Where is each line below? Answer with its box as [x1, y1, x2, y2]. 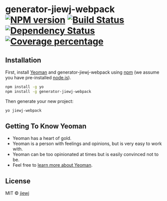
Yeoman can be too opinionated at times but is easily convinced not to [12, 152, 159, 158]
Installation [5, 56, 41, 64]
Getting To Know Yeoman [5, 122, 87, 131]
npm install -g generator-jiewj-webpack [5, 89, 92, 94]
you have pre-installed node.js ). [5, 75, 72, 80]
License [5, 177, 31, 185]
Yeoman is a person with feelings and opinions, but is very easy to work [12, 140, 162, 147]
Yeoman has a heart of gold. [12, 135, 72, 141]
